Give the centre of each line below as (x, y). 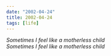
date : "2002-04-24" (31, 12)
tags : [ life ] (23, 23)
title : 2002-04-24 (29, 17)
